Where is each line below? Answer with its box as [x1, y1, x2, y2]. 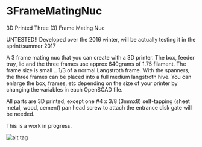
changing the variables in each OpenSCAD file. [6, 86, 123, 93]
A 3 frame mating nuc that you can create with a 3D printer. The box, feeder [6, 54, 195, 61]
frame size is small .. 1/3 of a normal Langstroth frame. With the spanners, [6, 66, 190, 73]
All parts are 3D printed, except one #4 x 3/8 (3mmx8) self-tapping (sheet [6, 98, 190, 105]
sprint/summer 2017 [6, 42, 56, 49]
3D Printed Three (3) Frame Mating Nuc [6, 24, 105, 31]
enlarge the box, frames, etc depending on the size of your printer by [6, 80, 178, 87]
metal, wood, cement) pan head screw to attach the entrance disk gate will [6, 104, 192, 111]
